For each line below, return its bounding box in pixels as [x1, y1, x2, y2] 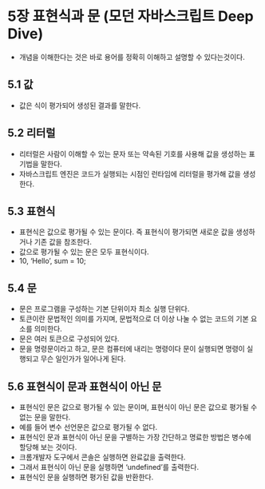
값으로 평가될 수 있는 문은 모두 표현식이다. [18, 247, 149, 256]
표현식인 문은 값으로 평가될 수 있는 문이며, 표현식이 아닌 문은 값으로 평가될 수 [18, 403, 258, 411]
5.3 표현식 [7, 205, 56, 218]
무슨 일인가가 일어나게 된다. [40, 354, 126, 364]
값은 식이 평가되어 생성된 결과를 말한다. [18, 101, 141, 110]
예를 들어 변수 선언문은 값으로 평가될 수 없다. [18, 423, 158, 431]
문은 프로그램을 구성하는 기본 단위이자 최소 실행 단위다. [18, 304, 190, 314]
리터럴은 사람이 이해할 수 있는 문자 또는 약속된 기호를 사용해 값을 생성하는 [18, 149, 247, 158]
